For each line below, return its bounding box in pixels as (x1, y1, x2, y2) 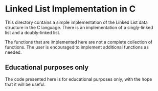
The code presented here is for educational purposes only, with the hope (5, 76, 153, 82)
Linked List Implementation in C (5, 3, 136, 15)
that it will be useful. (5, 81, 46, 87)
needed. (5, 49, 22, 55)
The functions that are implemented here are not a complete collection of (5, 39, 153, 45)
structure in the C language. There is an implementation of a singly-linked (5, 24, 153, 30)
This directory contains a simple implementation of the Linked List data (5, 19, 148, 25)
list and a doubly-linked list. (5, 30, 61, 35)
